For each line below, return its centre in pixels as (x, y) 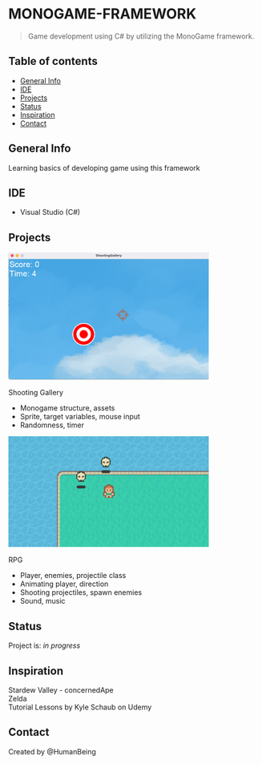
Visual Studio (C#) (50, 212)
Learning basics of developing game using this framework (104, 168)
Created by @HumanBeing (52, 751)
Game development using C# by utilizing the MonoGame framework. (141, 36)
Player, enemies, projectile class (73, 576)
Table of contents (53, 61)
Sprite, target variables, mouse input (80, 416)
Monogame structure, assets (67, 408)
